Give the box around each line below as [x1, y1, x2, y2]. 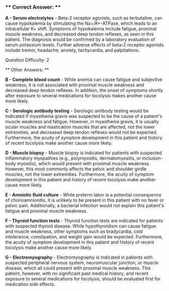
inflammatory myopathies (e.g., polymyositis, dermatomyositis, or [5, 155, 141, 161]
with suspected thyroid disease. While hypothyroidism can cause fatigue [5, 223, 156, 229]
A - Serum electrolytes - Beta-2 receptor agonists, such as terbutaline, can [5, 15, 162, 21]
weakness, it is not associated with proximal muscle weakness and [5, 82, 144, 88]
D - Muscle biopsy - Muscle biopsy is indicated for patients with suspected [5, 150, 162, 156]
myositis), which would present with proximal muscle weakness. [17, 161, 150, 167]
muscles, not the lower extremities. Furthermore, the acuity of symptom [5, 171, 154, 177]
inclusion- [142, 155, 163, 161]
